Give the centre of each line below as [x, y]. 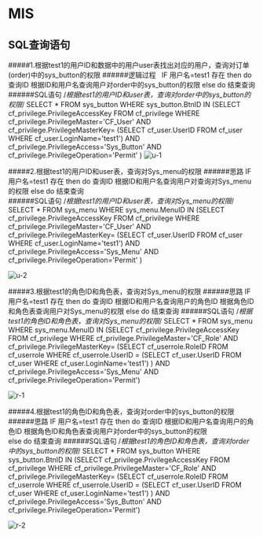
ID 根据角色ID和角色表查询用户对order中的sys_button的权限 [111, 431]
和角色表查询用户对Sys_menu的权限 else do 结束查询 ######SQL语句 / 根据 [130, 311]
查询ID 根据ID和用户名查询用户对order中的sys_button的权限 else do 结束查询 [132, 85]
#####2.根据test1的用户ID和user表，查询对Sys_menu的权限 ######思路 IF [130, 171]
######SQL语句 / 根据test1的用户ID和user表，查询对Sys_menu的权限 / [121, 201]
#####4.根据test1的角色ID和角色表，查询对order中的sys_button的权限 [121, 411]
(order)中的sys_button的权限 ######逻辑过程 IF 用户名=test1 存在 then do [130, 75]
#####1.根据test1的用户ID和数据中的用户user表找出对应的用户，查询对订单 [129, 65]
